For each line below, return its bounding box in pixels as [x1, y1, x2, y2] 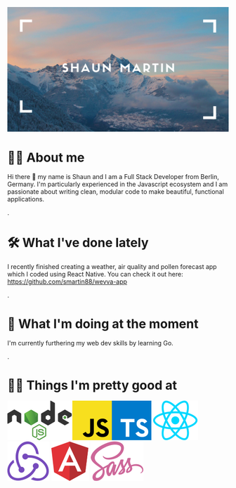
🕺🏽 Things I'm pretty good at [7, 377, 178, 393]
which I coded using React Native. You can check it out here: [7, 270, 184, 279]
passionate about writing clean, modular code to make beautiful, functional [7, 187, 225, 196]
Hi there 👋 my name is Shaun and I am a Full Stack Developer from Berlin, [7, 173, 219, 181]
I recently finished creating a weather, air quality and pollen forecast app [7, 263, 217, 271]
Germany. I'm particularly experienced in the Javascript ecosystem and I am [7, 180, 228, 189]
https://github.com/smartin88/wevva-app [7, 277, 128, 286]
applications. [7, 195, 44, 204]
